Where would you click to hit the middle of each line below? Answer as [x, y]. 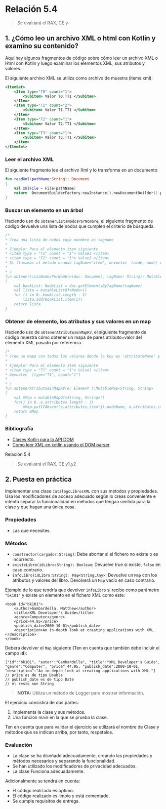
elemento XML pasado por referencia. [44, 343]
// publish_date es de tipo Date [40, 679]
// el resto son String [30, 684]
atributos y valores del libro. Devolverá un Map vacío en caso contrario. [84, 580]
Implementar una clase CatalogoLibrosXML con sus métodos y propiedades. [82, 491]
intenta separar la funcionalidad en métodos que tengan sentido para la [78, 502]
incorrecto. [23, 559]
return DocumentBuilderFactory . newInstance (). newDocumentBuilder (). [87, 193]
